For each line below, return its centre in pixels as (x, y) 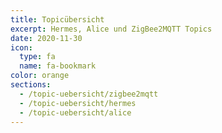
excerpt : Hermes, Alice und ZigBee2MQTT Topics (111, 29)
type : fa (37, 57)
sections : (31, 85)
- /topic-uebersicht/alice (75, 112)
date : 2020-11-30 (46, 38)
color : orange (40, 76)
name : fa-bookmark (58, 66)
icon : (21, 47)
